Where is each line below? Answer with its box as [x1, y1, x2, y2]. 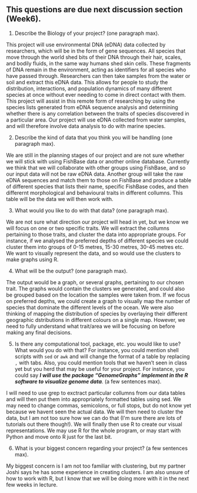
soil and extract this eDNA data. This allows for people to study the [6, 78, 168, 86]
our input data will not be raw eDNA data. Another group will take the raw [6, 170, 183, 178]
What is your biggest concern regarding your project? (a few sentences [14, 445, 188, 452]
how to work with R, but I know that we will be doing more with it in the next [6, 475, 189, 482]
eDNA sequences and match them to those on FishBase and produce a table [6, 176, 192, 183]
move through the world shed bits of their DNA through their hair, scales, [6, 53, 182, 61]
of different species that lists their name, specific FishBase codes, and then [6, 183, 189, 190]
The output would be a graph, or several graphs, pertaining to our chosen [6, 278, 184, 285]
